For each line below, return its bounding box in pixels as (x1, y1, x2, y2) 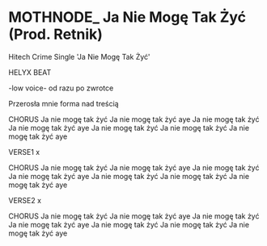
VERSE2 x (8, 195, 42, 205)
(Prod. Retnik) (8, 25, 104, 44)
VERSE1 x (8, 147, 40, 156)
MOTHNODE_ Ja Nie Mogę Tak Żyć (8, 8, 247, 27)
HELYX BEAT (8, 67, 52, 77)
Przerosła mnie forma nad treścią (8, 98, 119, 108)
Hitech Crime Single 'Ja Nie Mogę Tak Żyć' (8, 52, 151, 61)
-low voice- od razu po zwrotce (8, 83, 114, 93)
